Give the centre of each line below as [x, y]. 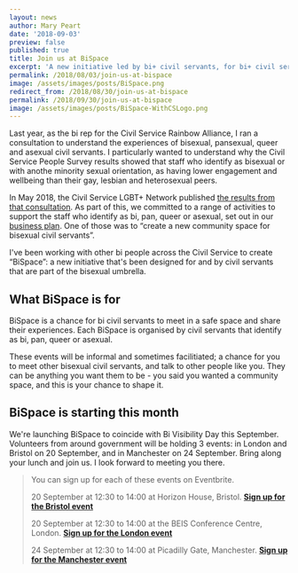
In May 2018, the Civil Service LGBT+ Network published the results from [142, 198]
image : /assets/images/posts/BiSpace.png [87, 83]
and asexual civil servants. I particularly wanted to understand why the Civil [147, 153]
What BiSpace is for [65, 299]
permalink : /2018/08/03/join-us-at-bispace [91, 75]
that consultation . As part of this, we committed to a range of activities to [142, 207]
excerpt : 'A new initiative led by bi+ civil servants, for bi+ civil [142, 67]
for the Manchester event [78, 559]
